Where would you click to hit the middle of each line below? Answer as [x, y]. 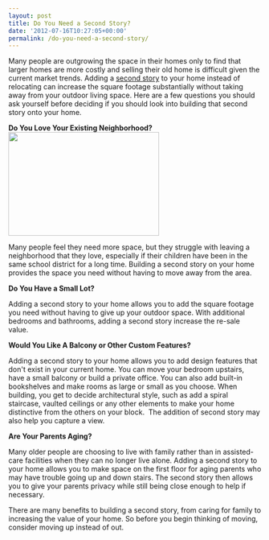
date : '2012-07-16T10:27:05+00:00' [68, 31]
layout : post [30, 16]
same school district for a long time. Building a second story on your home [131, 264]
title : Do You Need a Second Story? [69, 23]
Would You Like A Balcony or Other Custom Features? [100, 345]
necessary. [27, 495]
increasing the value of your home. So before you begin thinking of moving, [133, 519]
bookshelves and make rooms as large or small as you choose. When [123, 386]
